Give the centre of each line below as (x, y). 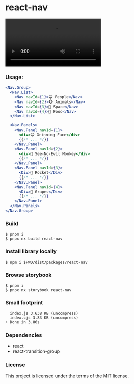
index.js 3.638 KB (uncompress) (44, 313)
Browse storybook (29, 275)
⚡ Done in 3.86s (22, 322)
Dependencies (24, 335)
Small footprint (24, 302)
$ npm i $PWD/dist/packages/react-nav (46, 262)
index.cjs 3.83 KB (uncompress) (44, 318)
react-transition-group (36, 351)
